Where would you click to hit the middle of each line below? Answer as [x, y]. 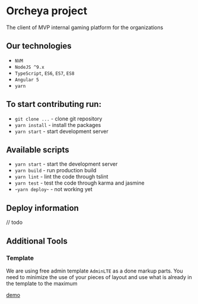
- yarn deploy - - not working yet [54, 189]
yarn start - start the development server [66, 164]
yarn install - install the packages [58, 125]
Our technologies [39, 46]
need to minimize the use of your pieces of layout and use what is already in [99, 277]
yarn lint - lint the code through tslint [61, 177]
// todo [14, 222]
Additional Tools [37, 241]
